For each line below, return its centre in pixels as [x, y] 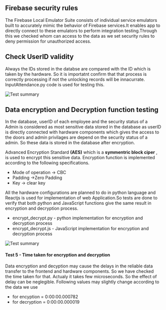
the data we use [22, 287]
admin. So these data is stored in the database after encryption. [70, 143]
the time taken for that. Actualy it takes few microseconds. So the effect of [81, 276]
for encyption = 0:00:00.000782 [45, 297]
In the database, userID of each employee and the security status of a [76, 122]
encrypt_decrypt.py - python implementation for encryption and [78, 218]
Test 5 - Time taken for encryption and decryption [58, 255]
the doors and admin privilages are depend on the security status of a [76, 137]
